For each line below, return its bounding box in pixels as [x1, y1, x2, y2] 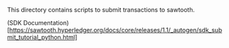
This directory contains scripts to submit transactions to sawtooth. [7, 6, 195, 14]
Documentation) [23, 19, 69, 26]
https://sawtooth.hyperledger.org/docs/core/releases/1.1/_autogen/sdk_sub [9, 26, 222, 34]
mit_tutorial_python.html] [7, 33, 78, 41]
